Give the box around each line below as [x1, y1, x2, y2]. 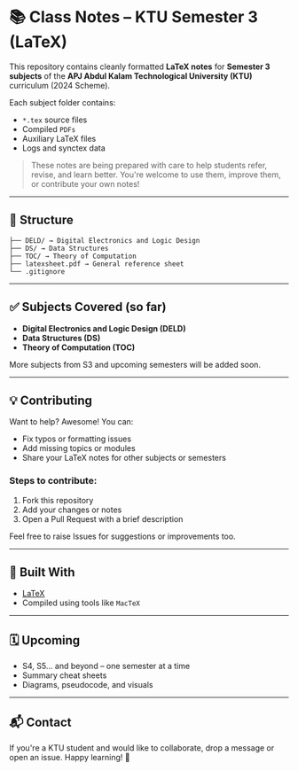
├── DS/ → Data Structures [9, 244, 109, 253]
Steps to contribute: [9, 475, 98, 487]
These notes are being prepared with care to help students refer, [30, 160, 268, 170]
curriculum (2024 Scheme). [9, 80, 111, 90]
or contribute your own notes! [30, 178, 140, 189]
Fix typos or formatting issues [21, 433, 131, 444]
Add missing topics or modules [21, 443, 136, 454]
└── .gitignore [9, 267, 66, 276]
